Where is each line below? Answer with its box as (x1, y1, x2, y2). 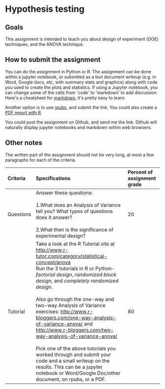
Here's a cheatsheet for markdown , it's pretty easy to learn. (5, 95, 126, 100)
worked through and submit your (36, 351, 111, 358)
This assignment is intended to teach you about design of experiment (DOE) (5, 36, 159, 42)
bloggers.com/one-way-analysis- (36, 314, 116, 321)
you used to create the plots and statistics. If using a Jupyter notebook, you (5, 84, 158, 90)
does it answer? (36, 214, 73, 221)
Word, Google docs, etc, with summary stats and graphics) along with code (5, 79, 158, 85)
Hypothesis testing (5, 3, 85, 15)
